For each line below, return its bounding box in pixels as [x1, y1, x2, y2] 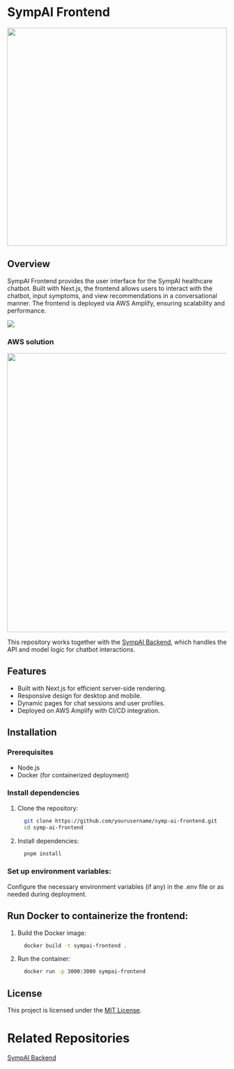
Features [7, 666, 47, 678]
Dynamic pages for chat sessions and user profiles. [17, 698, 166, 707]
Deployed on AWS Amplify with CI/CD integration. [17, 706, 160, 715]
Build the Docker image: [17, 929, 87, 937]
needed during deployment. [7, 890, 87, 898]
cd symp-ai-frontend [24, 824, 84, 831]
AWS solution [7, 336, 54, 346]
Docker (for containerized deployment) [17, 770, 130, 779]
